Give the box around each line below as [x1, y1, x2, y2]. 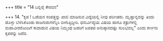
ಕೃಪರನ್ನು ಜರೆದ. [5, 30, 28, 36]
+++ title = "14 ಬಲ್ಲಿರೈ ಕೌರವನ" [5, 4, 59, 10]
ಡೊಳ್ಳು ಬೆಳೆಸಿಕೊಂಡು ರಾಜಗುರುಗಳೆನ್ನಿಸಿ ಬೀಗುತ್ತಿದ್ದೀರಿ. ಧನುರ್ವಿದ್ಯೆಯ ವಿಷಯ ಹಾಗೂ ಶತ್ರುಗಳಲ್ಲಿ [5, 20, 138, 25]
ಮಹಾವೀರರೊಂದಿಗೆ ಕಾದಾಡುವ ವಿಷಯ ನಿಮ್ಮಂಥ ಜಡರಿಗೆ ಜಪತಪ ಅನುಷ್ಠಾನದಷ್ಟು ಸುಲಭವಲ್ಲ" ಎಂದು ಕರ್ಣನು [5, 25, 159, 31]
